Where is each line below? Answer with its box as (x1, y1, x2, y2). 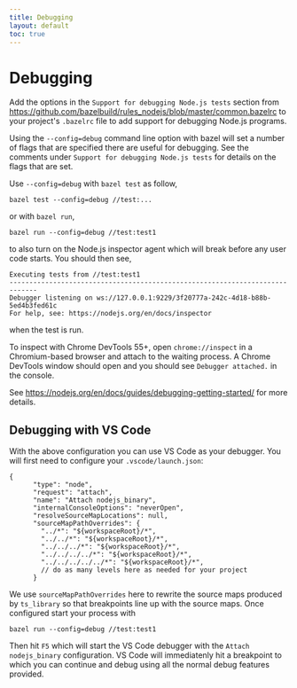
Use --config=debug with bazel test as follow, (9, 178, 178, 189)
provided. (9, 668, 44, 679)
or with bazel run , (9, 211, 75, 222)
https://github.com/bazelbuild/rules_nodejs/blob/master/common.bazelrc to (9, 106, 286, 117)
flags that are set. (9, 161, 74, 172)
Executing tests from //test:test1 (9, 270, 141, 279)
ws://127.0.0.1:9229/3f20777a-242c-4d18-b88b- (96, 293, 272, 302)
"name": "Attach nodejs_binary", (32, 496, 157, 505)
